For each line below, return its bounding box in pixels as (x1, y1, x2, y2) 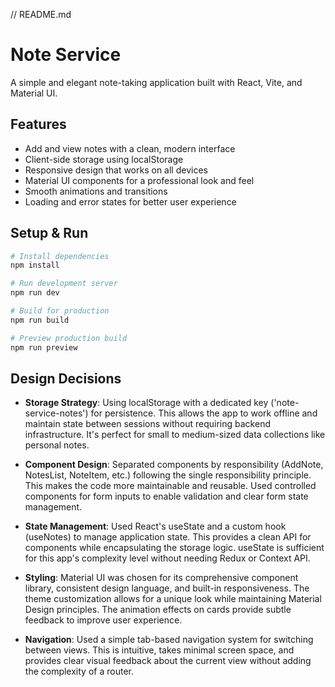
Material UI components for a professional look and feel (24, 174, 255, 186)
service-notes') (24, 407, 89, 419)
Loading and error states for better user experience (24, 195, 237, 208)
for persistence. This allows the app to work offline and (90, 407, 318, 419)
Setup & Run (10, 225, 89, 242)
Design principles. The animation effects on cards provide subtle (24, 604, 292, 616)
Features (10, 116, 67, 133)
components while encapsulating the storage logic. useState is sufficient (24, 542, 325, 554)
